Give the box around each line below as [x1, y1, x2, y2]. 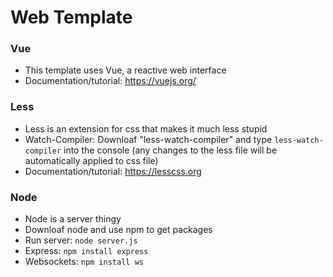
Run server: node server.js [24, 234, 138, 246]
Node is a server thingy [24, 213, 122, 225]
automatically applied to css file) [24, 154, 159, 166]
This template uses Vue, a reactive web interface [24, 64, 227, 76]
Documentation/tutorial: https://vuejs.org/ [24, 75, 197, 87]
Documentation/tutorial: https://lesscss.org [24, 165, 202, 177]
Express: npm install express [24, 245, 149, 257]
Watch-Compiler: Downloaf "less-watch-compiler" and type [24, 133, 273, 145]
